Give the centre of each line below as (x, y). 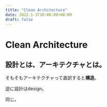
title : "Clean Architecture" (36, 10)
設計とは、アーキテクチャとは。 (56, 64)
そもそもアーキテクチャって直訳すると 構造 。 (52, 78)
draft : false (19, 19)
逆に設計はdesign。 (26, 89)
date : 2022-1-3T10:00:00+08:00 (39, 15)
